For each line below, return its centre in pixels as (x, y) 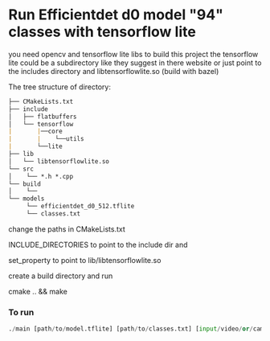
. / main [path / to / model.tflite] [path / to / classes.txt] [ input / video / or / (131, 329)
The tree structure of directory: (59, 87)
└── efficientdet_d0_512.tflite (80, 207)
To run (21, 312)
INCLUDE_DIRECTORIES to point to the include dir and (98, 244)
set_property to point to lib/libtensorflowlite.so (85, 260)
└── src (21, 169)
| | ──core (35, 131)
